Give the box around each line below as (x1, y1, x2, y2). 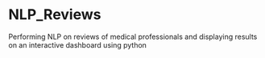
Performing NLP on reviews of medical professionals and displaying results (8, 32, 258, 41)
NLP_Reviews (8, 6, 101, 24)
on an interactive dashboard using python (8, 40, 147, 49)
